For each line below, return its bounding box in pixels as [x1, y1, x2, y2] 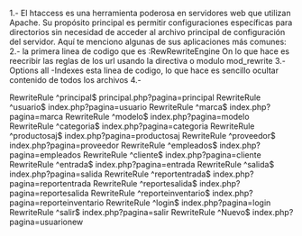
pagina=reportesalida [9, 188, 89, 198]
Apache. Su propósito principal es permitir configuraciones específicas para [9, 17, 293, 28]
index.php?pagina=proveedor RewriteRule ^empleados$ [9, 140, 218, 150]
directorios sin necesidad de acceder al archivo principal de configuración [9, 27, 286, 37]
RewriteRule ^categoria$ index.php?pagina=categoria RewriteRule [9, 121, 255, 132]
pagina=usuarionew [9, 216, 84, 227]
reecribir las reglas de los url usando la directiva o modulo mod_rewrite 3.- [9, 56, 286, 66]
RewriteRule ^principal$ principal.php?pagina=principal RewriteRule [9, 92, 261, 103]
